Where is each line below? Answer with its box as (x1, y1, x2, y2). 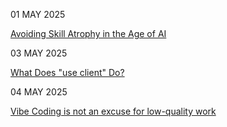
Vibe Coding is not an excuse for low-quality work (10, 105, 217, 117)
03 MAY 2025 (10, 47, 68, 59)
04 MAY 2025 (10, 86, 68, 98)
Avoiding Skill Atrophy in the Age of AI (10, 28, 167, 39)
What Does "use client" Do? (10, 67, 125, 78)
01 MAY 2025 (10, 9, 66, 20)
